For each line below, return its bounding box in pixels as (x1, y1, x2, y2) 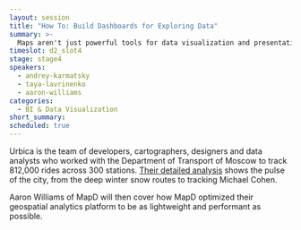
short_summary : (9, 113, 66, 122)
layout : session (9, 13, 70, 22)
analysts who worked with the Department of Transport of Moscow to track (9, 156, 288, 166)
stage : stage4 (9, 55, 63, 64)
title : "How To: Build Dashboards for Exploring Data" (9, 21, 219, 30)
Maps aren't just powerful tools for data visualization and (17, 38, 251, 47)
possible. (9, 211, 43, 221)
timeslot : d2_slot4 (9, 47, 82, 55)
